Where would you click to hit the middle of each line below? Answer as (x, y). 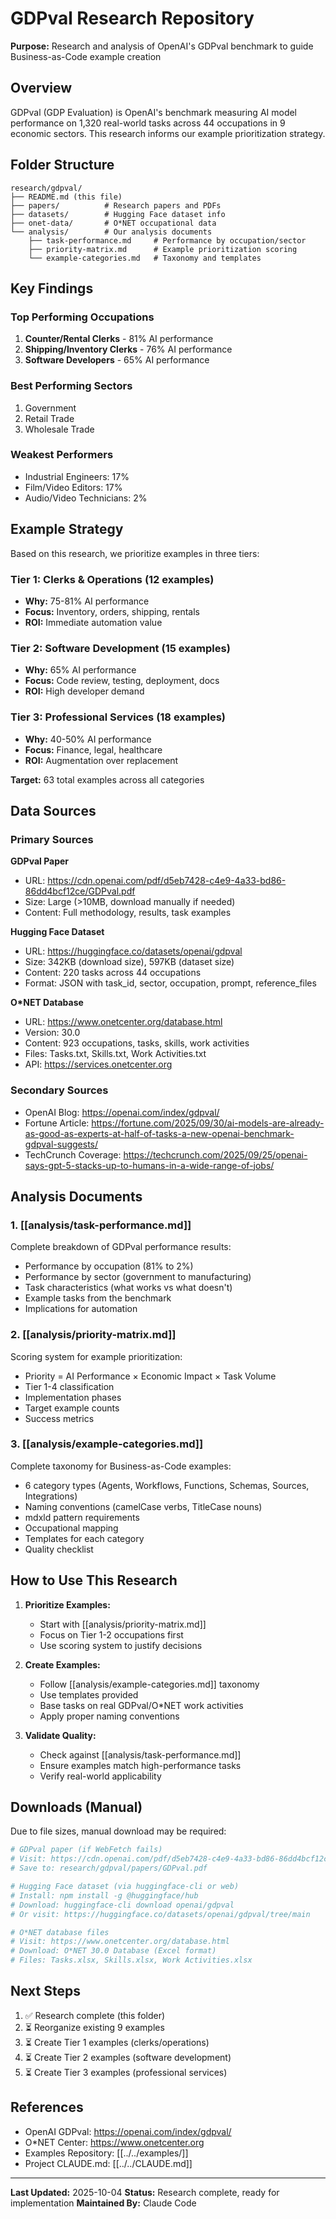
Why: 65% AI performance (80, 670)
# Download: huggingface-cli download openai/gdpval (122, 1905)
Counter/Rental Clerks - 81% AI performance (119, 339)
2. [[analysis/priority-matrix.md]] (93, 1335)
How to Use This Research (94, 1580)
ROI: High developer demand (84, 691)
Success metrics (59, 1418)
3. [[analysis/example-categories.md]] (107, 1444)
